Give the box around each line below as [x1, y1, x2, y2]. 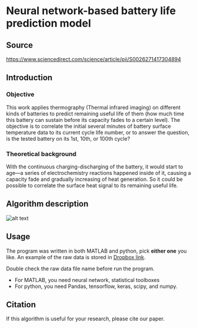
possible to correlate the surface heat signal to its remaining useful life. [6, 181, 178, 189]
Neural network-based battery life [6, 4, 176, 18]
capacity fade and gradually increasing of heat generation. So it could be [6, 175, 183, 183]
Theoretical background [6, 150, 76, 158]
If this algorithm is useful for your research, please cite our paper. [6, 315, 165, 322]
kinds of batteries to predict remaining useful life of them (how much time [6, 110, 185, 117]
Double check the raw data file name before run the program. [6, 265, 155, 272]
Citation [6, 300, 36, 310]
